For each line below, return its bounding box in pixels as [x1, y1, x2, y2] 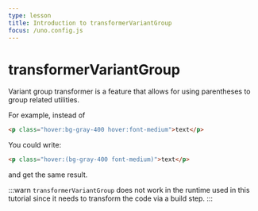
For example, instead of [8, 110, 86, 120]
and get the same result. [8, 170, 88, 179]
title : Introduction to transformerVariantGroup [8, 19, 172, 27]
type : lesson [8, 11, 52, 20]
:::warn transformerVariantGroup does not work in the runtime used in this [8, 186, 250, 195]
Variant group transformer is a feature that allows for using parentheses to [8, 86, 251, 96]
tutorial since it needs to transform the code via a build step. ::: [8, 194, 213, 203]
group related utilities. [8, 95, 79, 105]
